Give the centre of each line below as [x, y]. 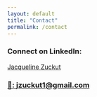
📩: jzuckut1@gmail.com [48, 85]
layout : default [31, 14]
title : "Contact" [33, 20]
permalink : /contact [38, 27]
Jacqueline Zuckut [34, 67]
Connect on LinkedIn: [45, 51]
